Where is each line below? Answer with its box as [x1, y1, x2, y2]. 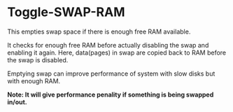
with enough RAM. [7, 76, 61, 85]
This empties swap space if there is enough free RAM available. [7, 27, 191, 36]
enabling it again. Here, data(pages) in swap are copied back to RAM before [7, 48, 226, 57]
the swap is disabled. [7, 55, 69, 64]
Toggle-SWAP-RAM [7, 4, 125, 20]
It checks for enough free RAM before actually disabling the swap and [7, 41, 209, 49]
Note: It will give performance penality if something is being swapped [7, 90, 214, 99]
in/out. [7, 97, 28, 106]
